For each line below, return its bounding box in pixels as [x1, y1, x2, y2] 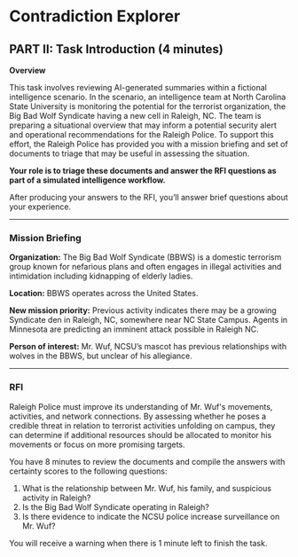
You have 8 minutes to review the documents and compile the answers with [9, 456, 286, 467]
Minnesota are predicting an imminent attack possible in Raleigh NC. [9, 324, 259, 334]
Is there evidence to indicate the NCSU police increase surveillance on [21, 511, 280, 522]
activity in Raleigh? [21, 492, 91, 503]
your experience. [9, 201, 72, 212]
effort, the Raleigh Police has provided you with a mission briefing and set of [9, 139, 288, 149]
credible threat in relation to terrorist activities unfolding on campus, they [9, 420, 276, 431]
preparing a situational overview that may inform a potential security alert [9, 120, 278, 130]
